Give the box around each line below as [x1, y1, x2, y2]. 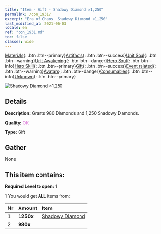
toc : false [5, 35, 27, 40]
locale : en [5, 26, 27, 30]
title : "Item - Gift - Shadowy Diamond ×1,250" [5, 7, 104, 12]
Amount [18, 205, 38, 211]
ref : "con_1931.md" [5, 30, 45, 35]
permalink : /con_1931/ [5, 12, 51, 17]
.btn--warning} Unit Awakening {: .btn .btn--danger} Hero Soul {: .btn [5, 57, 140, 64]
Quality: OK [5, 120, 29, 126]
